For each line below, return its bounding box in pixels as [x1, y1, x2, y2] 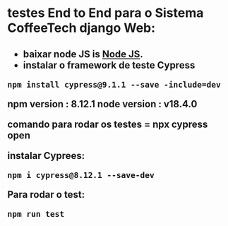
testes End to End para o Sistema [7, 5, 204, 21]
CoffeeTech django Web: [7, 20, 156, 36]
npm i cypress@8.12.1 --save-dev [7, 169, 155, 180]
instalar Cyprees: [7, 150, 85, 162]
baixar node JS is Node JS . [23, 48, 143, 60]
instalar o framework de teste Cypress [23, 59, 196, 71]
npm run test [7, 208, 65, 219]
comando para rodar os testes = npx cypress [7, 118, 208, 130]
